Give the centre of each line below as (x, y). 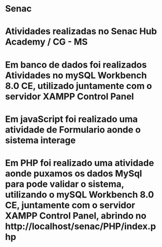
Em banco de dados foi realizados (76, 65)
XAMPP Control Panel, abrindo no (76, 215)
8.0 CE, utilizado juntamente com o (79, 86)
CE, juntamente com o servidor (70, 205)
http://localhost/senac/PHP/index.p (81, 226)
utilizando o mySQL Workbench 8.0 (80, 195)
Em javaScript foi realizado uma (71, 119)
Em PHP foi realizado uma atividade (80, 163)
